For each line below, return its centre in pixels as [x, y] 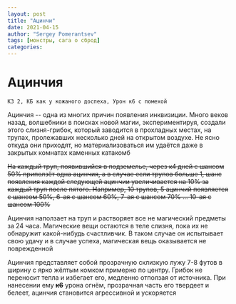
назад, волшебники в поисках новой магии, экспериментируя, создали [117, 122]
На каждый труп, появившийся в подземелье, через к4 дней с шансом [116, 166]
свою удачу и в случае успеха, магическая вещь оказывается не [107, 240]
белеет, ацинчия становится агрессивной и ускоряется [92, 293]
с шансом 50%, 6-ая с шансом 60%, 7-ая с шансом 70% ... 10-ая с [109, 196]
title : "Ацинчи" [31, 21]
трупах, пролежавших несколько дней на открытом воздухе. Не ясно [113, 137]
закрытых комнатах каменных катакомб [69, 152]
